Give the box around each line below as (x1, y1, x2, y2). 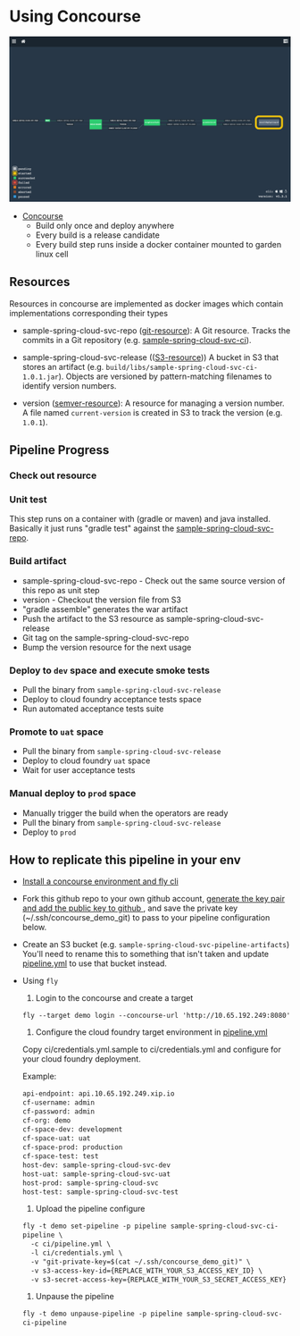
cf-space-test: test (21, 1152, 99, 1161)
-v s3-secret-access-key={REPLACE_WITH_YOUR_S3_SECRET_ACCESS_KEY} (30, 1275, 287, 1284)
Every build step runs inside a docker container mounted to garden (35, 239, 282, 250)
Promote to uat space (9, 726, 104, 738)
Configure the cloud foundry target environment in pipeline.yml (35, 1027, 268, 1038)
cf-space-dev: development (21, 1125, 123, 1134)
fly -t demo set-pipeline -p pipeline (21, 1222, 167, 1231)
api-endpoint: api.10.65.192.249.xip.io (21, 1089, 175, 1098)
